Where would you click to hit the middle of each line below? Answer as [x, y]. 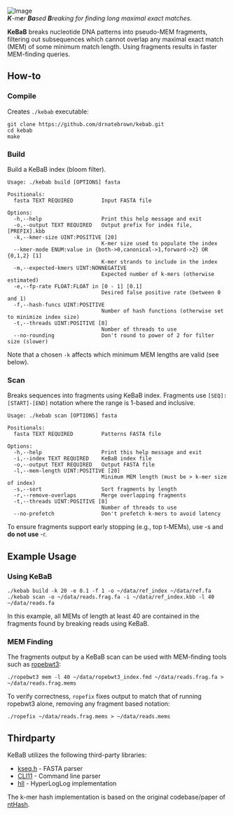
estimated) [23, 280]
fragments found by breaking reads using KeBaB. [78, 623]
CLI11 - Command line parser [59, 776]
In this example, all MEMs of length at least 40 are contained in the [103, 616]
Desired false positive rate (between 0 [161, 292]
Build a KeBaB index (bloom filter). [57, 169]
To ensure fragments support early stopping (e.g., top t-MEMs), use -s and [115, 527]
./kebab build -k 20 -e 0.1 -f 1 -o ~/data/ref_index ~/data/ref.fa [109, 591]
